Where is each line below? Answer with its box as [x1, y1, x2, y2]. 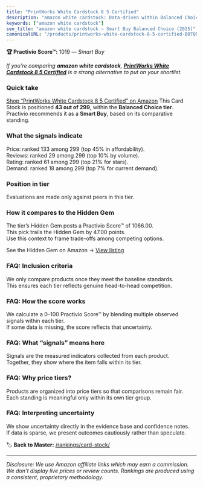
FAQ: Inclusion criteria [6, 262, 73, 270]
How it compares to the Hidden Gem [6, 208, 115, 217]
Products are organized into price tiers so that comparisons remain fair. [6, 387, 184, 395]
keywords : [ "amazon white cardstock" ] [6, 20, 104, 26]
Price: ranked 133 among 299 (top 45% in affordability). [6, 145, 145, 153]
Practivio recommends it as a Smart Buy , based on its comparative [6, 110, 173, 118]
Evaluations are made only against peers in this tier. [6, 194, 135, 201]
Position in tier [6, 179, 50, 188]
